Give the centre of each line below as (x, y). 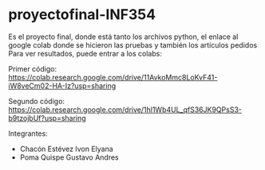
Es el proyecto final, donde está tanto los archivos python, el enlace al (123, 37)
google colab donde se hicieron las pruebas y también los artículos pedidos (133, 44)
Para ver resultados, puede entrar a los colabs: (85, 53)
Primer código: (33, 68)
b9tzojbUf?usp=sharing (47, 118)
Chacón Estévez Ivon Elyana (66, 149)
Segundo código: (37, 101)
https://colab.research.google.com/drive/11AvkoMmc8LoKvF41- (113, 77)
